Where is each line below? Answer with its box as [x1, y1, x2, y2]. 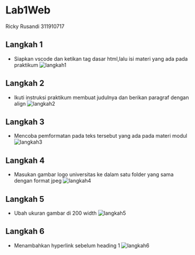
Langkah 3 [5, 117, 45, 127]
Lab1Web [5, 4, 51, 17]
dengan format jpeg [13, 177, 62, 184]
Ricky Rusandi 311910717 [5, 23, 65, 30]
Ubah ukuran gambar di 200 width [13, 209, 97, 216]
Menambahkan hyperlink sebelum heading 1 [13, 242, 120, 249]
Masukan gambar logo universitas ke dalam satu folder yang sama [13, 171, 174, 178]
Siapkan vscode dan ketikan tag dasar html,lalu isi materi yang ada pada [13, 55, 188, 62]
